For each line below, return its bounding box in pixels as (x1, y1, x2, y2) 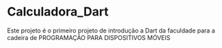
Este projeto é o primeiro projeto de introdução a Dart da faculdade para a (7, 26, 215, 34)
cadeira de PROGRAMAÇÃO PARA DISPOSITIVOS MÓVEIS (7, 33, 171, 41)
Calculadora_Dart (7, 4, 109, 20)
